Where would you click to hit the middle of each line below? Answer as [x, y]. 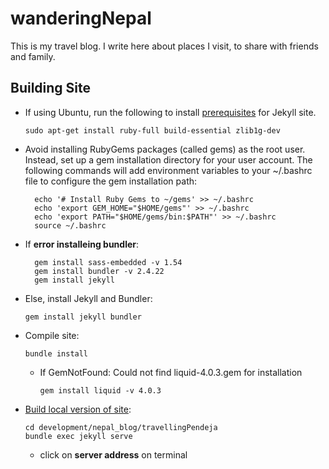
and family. [33, 56]
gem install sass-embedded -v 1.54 [108, 262]
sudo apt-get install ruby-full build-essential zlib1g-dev [152, 130]
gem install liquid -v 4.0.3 [100, 390]
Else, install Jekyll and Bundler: [88, 298]
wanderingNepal [81, 18]
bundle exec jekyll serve [78, 436]
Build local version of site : [78, 409]
